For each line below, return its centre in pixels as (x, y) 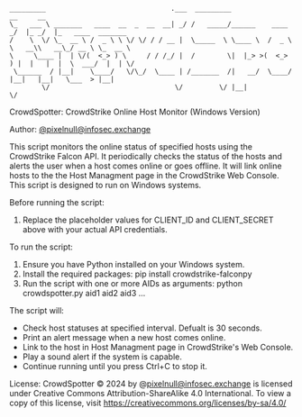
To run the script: (41, 247)
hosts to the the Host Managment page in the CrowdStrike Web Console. (144, 175)
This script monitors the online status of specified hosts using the (131, 147)
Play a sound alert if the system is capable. (102, 357)
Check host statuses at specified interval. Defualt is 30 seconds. (142, 328)
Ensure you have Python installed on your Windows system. (133, 264)
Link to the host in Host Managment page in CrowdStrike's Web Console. (158, 347)
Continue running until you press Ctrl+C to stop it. (114, 366)
